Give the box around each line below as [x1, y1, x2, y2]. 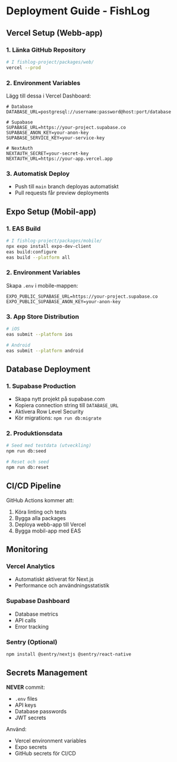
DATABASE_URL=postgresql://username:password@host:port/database [6, 109, 171, 115]
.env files [14, 695, 37, 702]
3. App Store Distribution [6, 312, 79, 320]
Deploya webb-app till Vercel [14, 521, 86, 528]
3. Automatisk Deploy [6, 169, 70, 178]
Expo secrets [14, 743, 48, 750]
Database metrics [14, 610, 58, 618]
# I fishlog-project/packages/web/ [6, 59, 94, 65]
